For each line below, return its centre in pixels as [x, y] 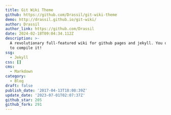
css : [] [13, 62]
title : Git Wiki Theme [29, 10]
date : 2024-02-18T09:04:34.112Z [39, 34]
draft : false [19, 85]
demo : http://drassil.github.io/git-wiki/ [51, 19]
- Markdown [21, 72]
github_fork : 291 [24, 105]
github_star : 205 [24, 100]
